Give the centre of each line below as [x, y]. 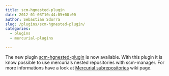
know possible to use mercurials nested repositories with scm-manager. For [85, 62]
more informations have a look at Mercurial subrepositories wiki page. [78, 68]
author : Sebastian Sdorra [33, 19]
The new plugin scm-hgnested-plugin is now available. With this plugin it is [84, 57]
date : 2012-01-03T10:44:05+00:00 [41, 15]
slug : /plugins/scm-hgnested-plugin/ [45, 24]
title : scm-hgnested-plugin [35, 10]
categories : [18, 29]
